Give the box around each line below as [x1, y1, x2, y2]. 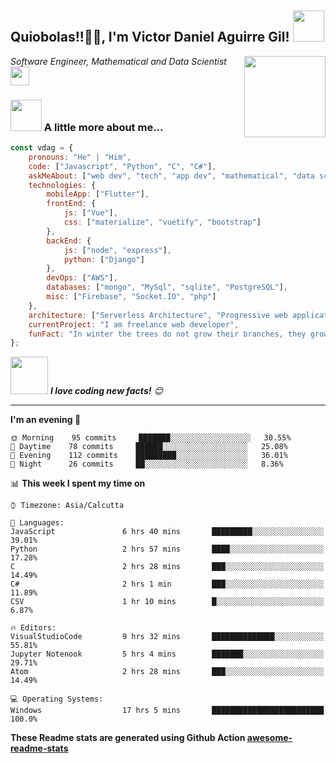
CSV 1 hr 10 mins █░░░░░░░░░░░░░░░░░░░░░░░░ [10, 597, 325, 607]
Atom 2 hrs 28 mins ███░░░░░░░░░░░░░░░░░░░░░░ [10, 667, 325, 677]
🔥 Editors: [10, 623, 57, 633]
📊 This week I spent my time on [10, 477, 146, 490]
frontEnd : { [46, 199, 97, 209]
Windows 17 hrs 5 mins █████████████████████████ [10, 706, 325, 716]
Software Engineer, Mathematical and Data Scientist [10, 55, 227, 67]
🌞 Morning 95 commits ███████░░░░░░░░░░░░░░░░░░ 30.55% [10, 433, 292, 443]
